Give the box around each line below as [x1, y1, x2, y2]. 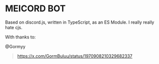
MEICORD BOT [5, 3, 66, 14]
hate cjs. [5, 24, 23, 30]
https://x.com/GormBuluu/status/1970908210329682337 [17, 53, 133, 59]
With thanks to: [5, 34, 36, 40]
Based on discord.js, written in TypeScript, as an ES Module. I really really [5, 19, 155, 25]
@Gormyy [5, 43, 26, 49]
